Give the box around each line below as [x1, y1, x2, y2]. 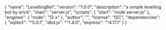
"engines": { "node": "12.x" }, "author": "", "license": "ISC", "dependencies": [4, 15, 161, 20]
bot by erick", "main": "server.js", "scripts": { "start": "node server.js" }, [4, 9, 151, 15]
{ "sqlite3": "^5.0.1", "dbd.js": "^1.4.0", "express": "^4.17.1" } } [4, 19, 128, 25]
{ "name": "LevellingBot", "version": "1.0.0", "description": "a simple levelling [4, 4, 162, 10]
